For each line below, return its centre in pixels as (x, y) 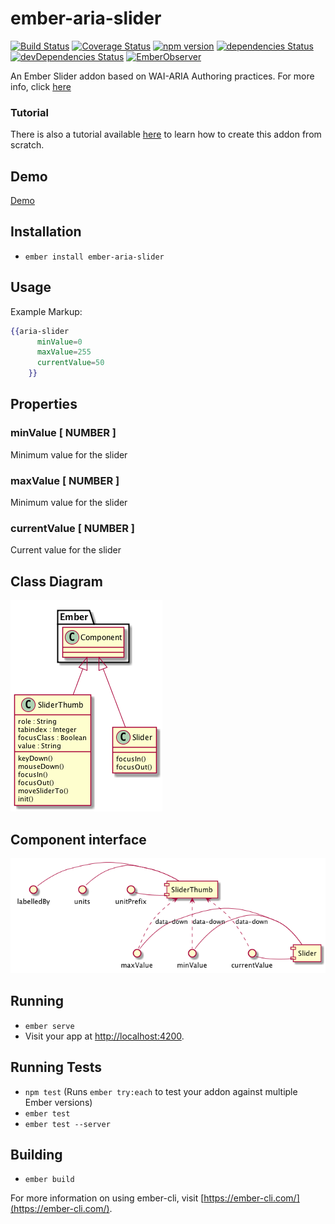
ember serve (49, 1026)
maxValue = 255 (64, 352)
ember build (49, 1180)
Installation (46, 232)
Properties (44, 404)
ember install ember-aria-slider (94, 257)
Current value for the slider (66, 550)
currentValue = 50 (70, 363)
